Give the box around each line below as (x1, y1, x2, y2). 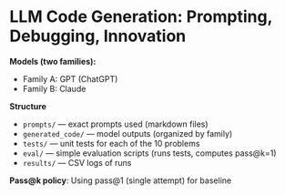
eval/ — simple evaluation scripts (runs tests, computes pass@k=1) (22, 148, 277, 159)
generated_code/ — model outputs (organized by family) (22, 128, 233, 139)
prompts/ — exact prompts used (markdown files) (22, 118, 209, 129)
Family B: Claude (22, 83, 87, 94)
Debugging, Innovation (9, 26, 187, 46)
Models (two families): (9, 56, 97, 67)
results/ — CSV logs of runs (22, 157, 132, 168)
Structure (9, 100, 47, 111)
